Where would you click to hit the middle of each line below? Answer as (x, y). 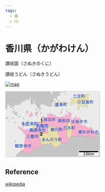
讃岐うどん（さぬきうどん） (34, 74)
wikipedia (15, 184)
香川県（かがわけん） (50, 49)
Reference (22, 172)
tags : (11, 11)
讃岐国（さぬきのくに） (30, 64)
